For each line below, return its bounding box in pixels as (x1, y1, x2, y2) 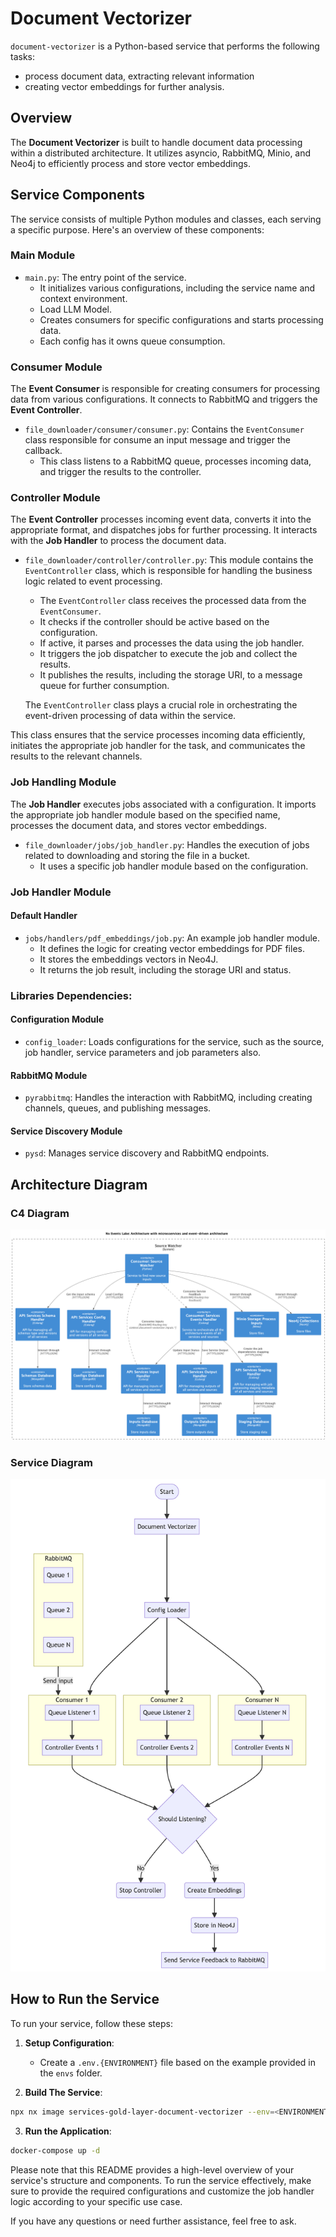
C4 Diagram (10, 1206, 70, 1220)
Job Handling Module (10, 775, 117, 789)
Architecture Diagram (10, 1176, 148, 1193)
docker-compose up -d (10, 2145, 101, 2156)
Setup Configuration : (24, 2037, 115, 2049)
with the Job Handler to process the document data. (10, 535, 227, 547)
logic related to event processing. (24, 575, 163, 587)
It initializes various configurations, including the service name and (39, 282, 316, 294)
